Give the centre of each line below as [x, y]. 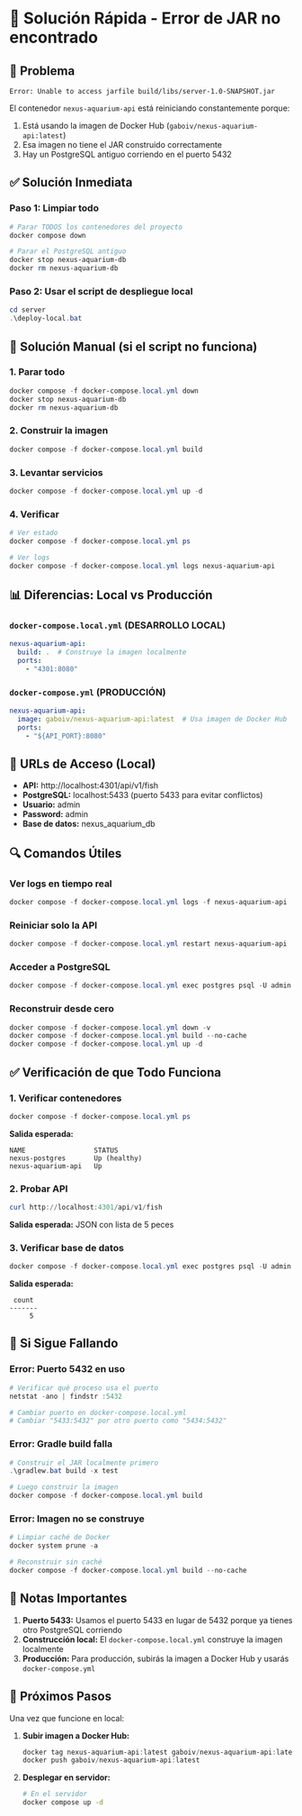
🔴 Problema [42, 71]
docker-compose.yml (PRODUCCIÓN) [88, 692]
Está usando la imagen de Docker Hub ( [96, 126]
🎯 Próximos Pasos [61, 1697]
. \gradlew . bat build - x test [64, 1471]
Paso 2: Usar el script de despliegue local [101, 291]
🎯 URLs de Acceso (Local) [83, 763]
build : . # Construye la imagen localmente [102, 652]
